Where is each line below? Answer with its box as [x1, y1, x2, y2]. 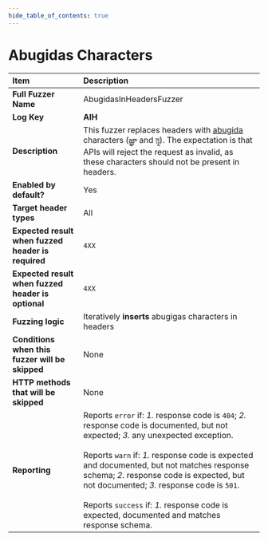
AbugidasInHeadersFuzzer [83, 93, 183, 105]
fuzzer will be [12, 353, 65, 365]
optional [12, 298, 45, 309]
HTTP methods [12, 377, 71, 388]
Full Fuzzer [12, 89, 55, 100]
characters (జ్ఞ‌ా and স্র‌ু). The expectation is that [83, 134, 253, 145]
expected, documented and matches [83, 509, 221, 520]
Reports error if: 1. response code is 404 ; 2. [83, 409, 246, 421]
